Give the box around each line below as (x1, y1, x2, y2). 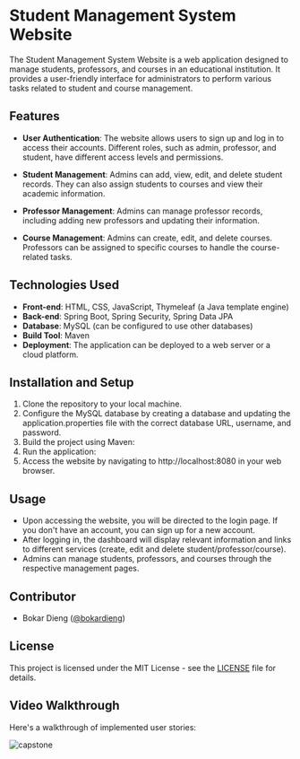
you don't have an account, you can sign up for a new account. (21, 525, 255, 536)
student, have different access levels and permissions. (21, 152, 224, 162)
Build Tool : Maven (21, 329, 90, 341)
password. (21, 427, 62, 438)
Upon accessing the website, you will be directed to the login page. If (21, 515, 279, 526)
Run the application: (21, 446, 97, 458)
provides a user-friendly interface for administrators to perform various (9, 73, 271, 83)
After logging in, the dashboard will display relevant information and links (21, 535, 292, 545)
